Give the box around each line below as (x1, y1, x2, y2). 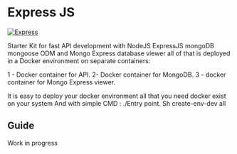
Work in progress (7, 138, 58, 147)
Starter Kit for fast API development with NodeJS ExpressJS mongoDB (7, 41, 215, 50)
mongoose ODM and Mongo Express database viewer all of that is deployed (7, 49, 231, 57)
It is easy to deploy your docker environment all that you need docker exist (7, 92, 226, 100)
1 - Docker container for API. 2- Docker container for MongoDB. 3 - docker (7, 70, 226, 79)
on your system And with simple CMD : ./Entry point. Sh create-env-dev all (7, 99, 226, 107)
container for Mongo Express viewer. (7, 77, 116, 86)
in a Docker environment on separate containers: (7, 56, 151, 65)
